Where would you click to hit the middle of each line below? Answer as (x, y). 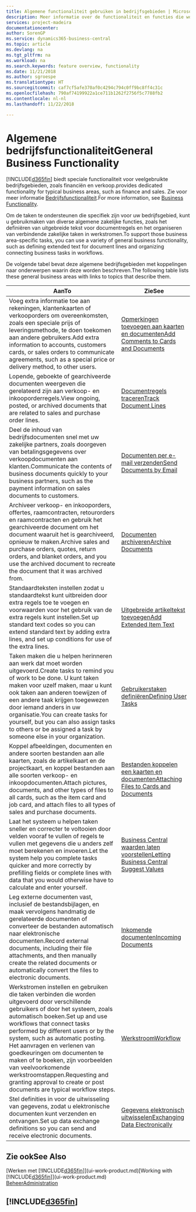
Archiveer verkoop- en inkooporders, (60, 506)
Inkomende (136, 930)
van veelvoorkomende (40, 1068)
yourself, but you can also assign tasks (62, 722)
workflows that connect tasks (50, 1024)
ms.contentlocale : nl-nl (36, 98)
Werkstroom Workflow (151, 1039)
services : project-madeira (39, 22)
